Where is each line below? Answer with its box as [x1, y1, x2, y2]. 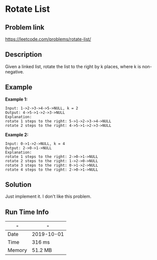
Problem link [5, 23, 44, 32]
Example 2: [5, 132, 29, 138]
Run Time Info [5, 208, 49, 216]
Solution [5, 181, 32, 189]
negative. [5, 69, 24, 74]
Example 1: [5, 96, 28, 102]
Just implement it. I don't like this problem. [5, 193, 92, 199]
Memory [7, 247, 27, 254]
